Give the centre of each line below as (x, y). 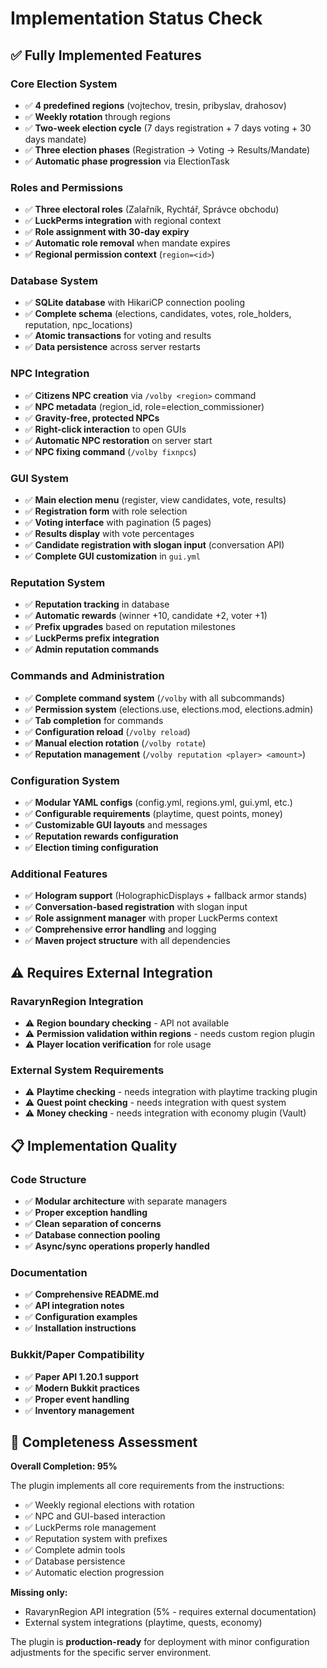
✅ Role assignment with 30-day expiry (107, 232)
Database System (54, 281)
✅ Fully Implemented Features (106, 55)
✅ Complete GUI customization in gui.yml (112, 556)
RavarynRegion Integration (77, 1001)
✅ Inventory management (79, 1410)
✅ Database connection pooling (92, 1234)
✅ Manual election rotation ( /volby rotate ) (115, 743)
